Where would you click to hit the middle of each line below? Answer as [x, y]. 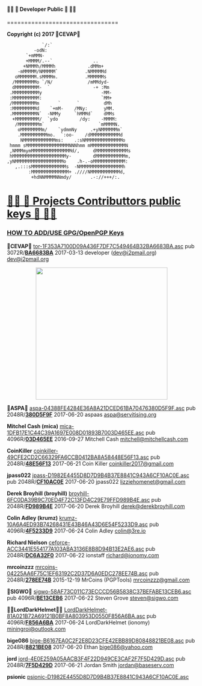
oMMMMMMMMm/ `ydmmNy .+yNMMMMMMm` [70, 130]
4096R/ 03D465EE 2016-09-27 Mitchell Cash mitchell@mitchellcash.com [98, 439]
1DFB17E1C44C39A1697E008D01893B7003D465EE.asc [76, 432]
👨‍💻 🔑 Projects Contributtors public [94, 201]
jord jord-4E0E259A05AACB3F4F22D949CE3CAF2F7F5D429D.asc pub [96, 658]
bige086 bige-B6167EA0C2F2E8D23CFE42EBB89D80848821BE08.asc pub [101, 640]
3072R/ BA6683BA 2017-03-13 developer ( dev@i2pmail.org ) [82, 252]
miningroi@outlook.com [36, 629]
